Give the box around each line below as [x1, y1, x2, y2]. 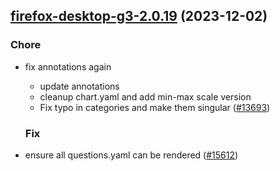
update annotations [39, 80, 120, 92]
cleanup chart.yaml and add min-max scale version [39, 90, 252, 103]
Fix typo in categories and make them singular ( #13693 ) [39, 101, 271, 113]
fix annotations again [24, 60, 112, 73]
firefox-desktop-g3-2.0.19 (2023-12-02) [10, 8, 268, 25]
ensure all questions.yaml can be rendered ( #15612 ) [24, 149, 239, 161]
